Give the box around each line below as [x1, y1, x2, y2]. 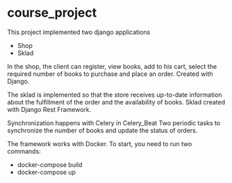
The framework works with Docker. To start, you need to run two [7, 139, 192, 148]
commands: [7, 147, 42, 155]
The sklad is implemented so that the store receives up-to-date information [7, 90, 222, 99]
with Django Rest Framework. [7, 105, 92, 113]
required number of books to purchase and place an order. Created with [7, 70, 213, 78]
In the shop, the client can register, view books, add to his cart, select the [7, 62, 217, 70]
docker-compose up [17, 168, 76, 176]
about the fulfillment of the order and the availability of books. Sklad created [7, 97, 226, 106]
